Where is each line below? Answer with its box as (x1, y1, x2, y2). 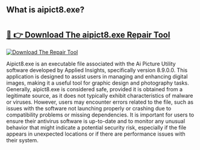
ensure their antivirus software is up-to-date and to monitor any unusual (6, 118, 186, 125)
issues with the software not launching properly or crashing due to (6, 105, 172, 112)
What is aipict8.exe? (6, 5, 85, 15)
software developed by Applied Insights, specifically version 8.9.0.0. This (6, 67, 188, 74)
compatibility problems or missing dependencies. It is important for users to (6, 111, 195, 118)
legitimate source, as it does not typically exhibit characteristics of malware (6, 92, 194, 99)
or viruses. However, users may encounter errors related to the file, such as (6, 98, 194, 106)
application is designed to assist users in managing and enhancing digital (6, 73, 188, 80)
